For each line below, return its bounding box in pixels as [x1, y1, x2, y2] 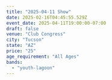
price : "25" [6, 48, 36, 54]
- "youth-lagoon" [11, 64, 55, 71]
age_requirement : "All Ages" [6, 54, 79, 60]
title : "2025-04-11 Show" [6, 8, 71, 15]
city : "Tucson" [6, 37, 45, 43]
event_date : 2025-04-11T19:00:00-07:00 [6, 20, 107, 26]
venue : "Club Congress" [6, 31, 66, 37]
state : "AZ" [6, 43, 36, 49]
